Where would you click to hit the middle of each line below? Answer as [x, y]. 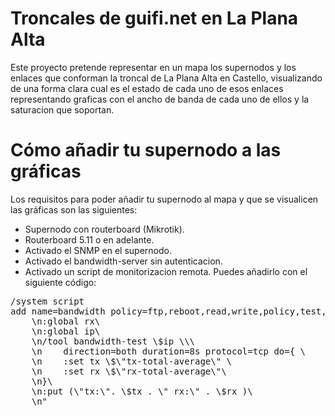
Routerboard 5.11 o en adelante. [89, 239]
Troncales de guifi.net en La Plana [154, 18]
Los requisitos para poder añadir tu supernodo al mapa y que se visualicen [164, 199]
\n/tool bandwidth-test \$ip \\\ [113, 341]
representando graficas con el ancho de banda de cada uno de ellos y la [160, 99]
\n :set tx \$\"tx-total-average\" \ [132, 361]
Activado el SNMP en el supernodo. [98, 250]
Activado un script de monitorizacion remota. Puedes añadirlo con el [166, 271]
